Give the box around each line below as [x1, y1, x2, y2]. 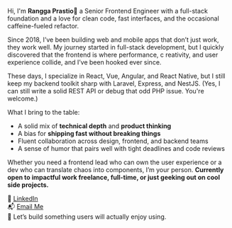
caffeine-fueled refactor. [7, 22, 79, 30]
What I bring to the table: [7, 108, 80, 116]
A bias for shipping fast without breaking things [17, 130, 161, 137]
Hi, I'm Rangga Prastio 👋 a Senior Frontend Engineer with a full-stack [7, 7, 208, 15]
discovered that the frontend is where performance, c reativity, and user [7, 50, 219, 59]
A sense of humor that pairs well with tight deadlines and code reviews [17, 144, 226, 152]
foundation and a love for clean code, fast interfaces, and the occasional [7, 14, 220, 23]
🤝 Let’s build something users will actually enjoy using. [7, 212, 167, 221]
